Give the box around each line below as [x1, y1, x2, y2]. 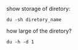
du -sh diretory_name [6, 17, 62, 23]
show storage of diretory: [6, 5, 71, 12]
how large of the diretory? [6, 27, 72, 34]
